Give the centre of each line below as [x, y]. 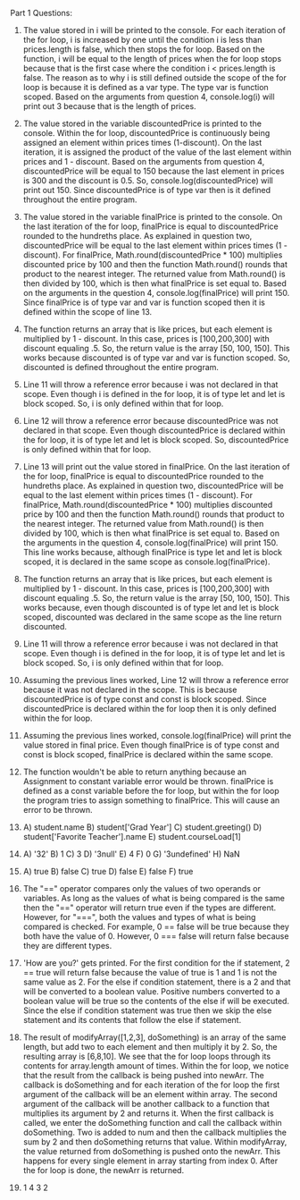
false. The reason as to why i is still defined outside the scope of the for [154, 78]
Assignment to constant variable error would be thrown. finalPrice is [148, 781]
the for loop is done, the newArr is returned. [104, 1170]
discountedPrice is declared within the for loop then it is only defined [150, 709]
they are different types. [67, 946]
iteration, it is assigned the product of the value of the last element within [157, 152]
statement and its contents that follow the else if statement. [132, 1020]
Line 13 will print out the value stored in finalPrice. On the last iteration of [156, 467]
